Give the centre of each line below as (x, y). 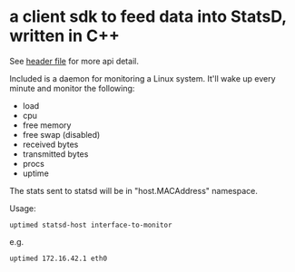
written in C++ (64, 36)
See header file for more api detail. (74, 61)
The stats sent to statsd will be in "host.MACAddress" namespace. (134, 190)
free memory (47, 125)
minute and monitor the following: (72, 88)
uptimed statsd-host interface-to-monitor (91, 225)
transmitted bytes (55, 154)
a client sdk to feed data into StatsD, (148, 17)
